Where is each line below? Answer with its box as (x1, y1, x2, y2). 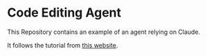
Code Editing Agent (7, 5, 122, 21)
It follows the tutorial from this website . (7, 41, 118, 49)
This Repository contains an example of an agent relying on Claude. (7, 28, 201, 36)
